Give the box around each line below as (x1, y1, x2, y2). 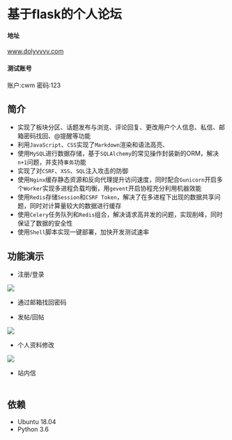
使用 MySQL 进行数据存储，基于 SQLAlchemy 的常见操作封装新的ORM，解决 (17, 149, 219, 158)
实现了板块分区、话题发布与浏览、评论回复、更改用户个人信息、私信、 (17, 123, 219, 131)
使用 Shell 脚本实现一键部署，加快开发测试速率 (17, 228, 150, 236)
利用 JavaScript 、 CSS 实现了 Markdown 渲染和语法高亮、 (17, 140, 169, 149)
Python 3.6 (17, 425, 49, 434)
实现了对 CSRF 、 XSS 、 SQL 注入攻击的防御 (17, 167, 129, 175)
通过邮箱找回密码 (17, 298, 67, 307)
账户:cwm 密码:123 (7, 81, 61, 89)
